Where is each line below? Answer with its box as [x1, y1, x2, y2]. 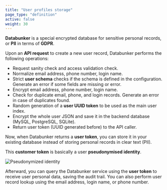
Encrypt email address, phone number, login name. [12, 86, 118, 93]
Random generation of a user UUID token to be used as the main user [12, 103, 157, 109]
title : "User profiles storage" [5, 7, 73, 13]
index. [12, 108, 26, 114]
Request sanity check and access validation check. [12, 65, 119, 71]
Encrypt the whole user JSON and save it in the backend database [12, 114, 150, 120]
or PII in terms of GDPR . [5, 41, 55, 47]
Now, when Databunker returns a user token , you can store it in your [5, 134, 147, 140]
